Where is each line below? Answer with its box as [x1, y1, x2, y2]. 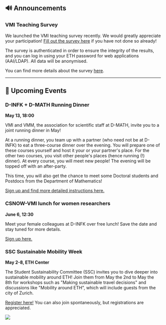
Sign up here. [5, 235, 33, 241]
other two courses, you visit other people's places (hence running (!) [5, 153, 145, 159]
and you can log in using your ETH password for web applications [5, 52, 139, 58]
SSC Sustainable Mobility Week [5, 248, 83, 255]
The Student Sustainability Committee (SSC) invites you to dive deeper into [5, 269, 158, 275]
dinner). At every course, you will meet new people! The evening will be [5, 158, 151, 164]
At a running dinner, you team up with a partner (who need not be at [5, 137, 144, 143]
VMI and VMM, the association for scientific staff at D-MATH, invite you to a [5, 122, 160, 128]
